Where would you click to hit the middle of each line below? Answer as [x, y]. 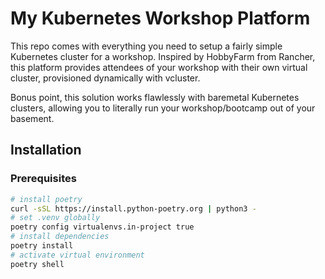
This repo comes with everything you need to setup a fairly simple [146, 46]
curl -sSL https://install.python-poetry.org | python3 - [133, 208]
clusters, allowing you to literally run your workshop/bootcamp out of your [163, 108]
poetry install [42, 246]
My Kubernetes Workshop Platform [160, 18]
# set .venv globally [55, 218]
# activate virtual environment [77, 255]
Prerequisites [43, 179]
